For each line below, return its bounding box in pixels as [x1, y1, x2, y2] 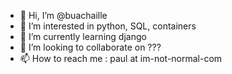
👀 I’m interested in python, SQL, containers [19, 20, 197, 32]
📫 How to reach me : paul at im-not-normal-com [19, 53, 223, 64]
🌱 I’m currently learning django [19, 31, 147, 42]
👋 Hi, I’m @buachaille [19, 10, 108, 21]
